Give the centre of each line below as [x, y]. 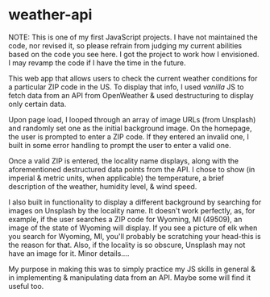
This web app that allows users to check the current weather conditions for [133, 78]
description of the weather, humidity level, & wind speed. [103, 186]
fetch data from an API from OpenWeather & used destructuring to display [131, 95]
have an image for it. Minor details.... [69, 253]
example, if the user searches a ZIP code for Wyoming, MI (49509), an [125, 219]
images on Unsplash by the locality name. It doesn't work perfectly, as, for [132, 210]
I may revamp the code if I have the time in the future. [98, 63]
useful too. [26, 286]
